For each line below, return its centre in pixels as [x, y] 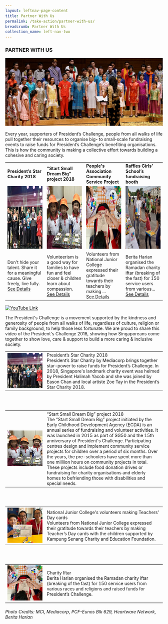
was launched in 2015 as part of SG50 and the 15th [100, 435]
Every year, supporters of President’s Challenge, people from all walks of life [84, 134]
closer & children [64, 278]
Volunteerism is [63, 257]
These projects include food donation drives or [95, 467]
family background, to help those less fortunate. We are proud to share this [82, 328]
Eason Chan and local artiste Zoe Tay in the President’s [103, 382]
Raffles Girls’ [139, 166]
